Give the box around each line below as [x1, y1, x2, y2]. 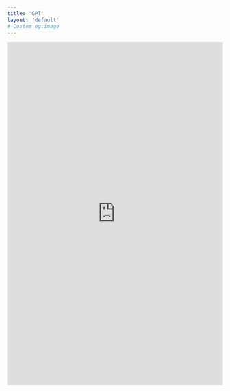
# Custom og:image [7, 23, 60, 29]
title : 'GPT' [7, 10, 44, 17]
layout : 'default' [7, 16, 60, 23]
